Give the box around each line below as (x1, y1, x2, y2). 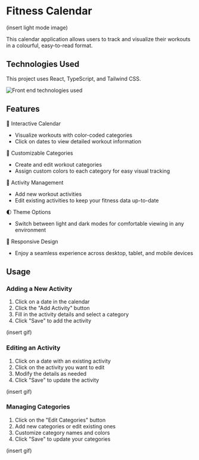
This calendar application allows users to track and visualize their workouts (6, 35, 191, 42)
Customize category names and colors (14, 429, 110, 436)
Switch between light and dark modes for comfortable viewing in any (14, 220, 185, 227)
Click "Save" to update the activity (14, 376, 99, 384)
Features (6, 104, 40, 114)
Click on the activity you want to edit (14, 363, 105, 371)
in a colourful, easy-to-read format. (6, 42, 93, 49)
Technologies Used (6, 59, 79, 69)
